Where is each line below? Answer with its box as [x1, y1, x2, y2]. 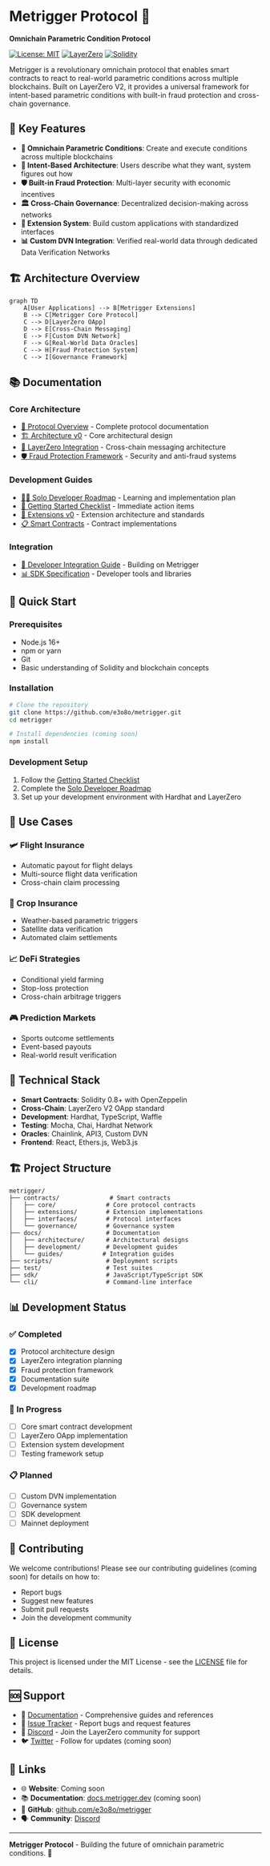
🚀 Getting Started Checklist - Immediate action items [20, 501, 195, 511]
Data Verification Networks [20, 247, 111, 257]
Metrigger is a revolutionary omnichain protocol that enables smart [9, 64, 229, 74]
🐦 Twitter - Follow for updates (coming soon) [20, 1736, 171, 1746]
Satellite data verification [20, 924, 103, 934]
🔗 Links [9, 1762, 46, 1776]
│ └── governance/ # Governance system [9, 1221, 175, 1230]
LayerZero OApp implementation [20, 1431, 128, 1441]
